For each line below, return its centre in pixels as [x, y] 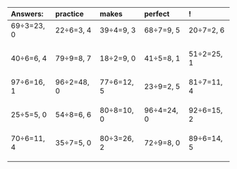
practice [70, 14]
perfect [157, 14]
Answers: [27, 14]
